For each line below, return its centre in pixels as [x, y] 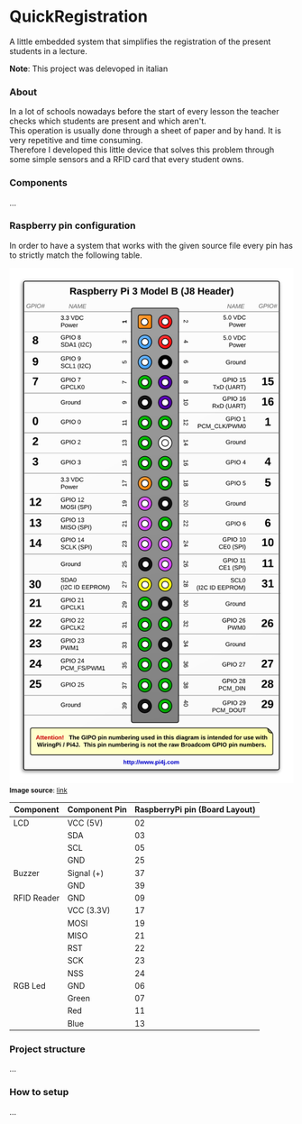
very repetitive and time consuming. [76, 141]
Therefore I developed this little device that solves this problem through [142, 150]
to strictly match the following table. [76, 255]
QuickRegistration [79, 17]
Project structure [47, 1049]
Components [38, 183]
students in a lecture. [49, 50]
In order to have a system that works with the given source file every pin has [151, 245]
